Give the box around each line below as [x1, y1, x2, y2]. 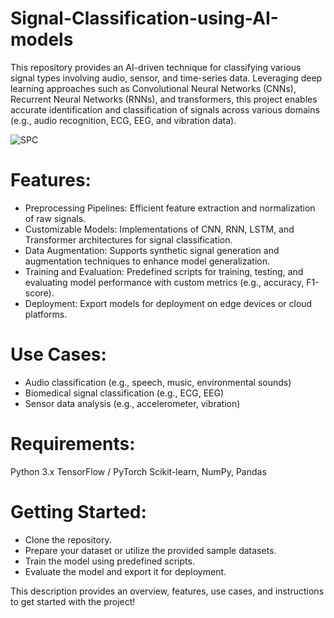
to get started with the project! [10, 595, 136, 607]
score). [24, 287, 55, 299]
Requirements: [10, 433, 136, 455]
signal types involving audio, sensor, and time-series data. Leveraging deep [10, 72, 323, 84]
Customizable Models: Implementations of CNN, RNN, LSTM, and [24, 223, 295, 235]
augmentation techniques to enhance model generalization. [24, 255, 270, 267]
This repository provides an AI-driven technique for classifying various [10, 61, 302, 73]
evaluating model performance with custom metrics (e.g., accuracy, [24, 276, 305, 288]
